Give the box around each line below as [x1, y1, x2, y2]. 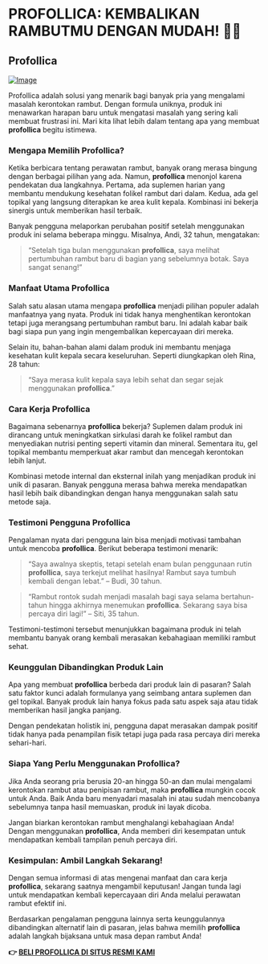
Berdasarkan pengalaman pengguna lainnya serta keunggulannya [8, 914, 225, 924]
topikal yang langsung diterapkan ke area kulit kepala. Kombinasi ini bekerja [8, 198, 259, 207]
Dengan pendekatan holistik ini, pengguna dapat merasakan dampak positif [8, 721, 258, 731]
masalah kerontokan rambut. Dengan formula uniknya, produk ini [8, 100, 222, 108]
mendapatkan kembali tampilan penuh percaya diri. [8, 835, 178, 844]
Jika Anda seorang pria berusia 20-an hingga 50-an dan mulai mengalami [8, 776, 253, 786]
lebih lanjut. [8, 455, 47, 465]
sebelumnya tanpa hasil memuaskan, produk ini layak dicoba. [8, 802, 212, 811]
